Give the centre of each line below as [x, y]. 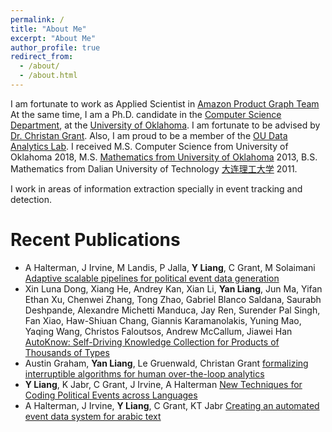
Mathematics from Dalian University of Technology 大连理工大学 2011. [154, 168]
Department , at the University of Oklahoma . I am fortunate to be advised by [165, 125]
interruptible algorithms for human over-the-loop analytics [144, 373]
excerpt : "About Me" [53, 38]
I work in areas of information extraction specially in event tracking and [156, 188]
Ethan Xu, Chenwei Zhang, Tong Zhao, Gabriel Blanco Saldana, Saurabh [173, 299]
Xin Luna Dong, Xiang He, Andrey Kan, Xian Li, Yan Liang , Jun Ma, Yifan [173, 288]
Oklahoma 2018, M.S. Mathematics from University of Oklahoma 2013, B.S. [164, 157]
